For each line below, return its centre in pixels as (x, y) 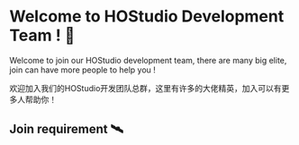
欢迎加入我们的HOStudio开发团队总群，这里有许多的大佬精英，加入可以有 (145, 88)
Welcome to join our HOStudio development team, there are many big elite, (148, 60)
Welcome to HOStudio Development (147, 17)
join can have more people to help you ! (82, 70)
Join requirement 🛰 (67, 129)
